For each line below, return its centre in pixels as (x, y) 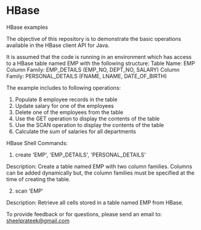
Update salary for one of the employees (64, 105)
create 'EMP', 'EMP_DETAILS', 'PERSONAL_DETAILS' (80, 155)
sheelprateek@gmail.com (38, 220)
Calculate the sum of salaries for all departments (75, 131)
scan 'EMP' (29, 191)
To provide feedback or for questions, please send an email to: (84, 214)
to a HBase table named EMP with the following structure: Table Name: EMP (101, 63)
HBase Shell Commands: (37, 143)
